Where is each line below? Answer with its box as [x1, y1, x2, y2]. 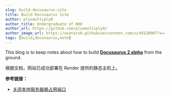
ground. [5, 54, 22, 60]
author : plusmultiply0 [5, 17, 53, 22]
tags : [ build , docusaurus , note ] [5, 36, 71, 41]
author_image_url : [5, 31, 44, 36]
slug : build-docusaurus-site [5, 7, 67, 13]
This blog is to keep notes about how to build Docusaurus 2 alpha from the [5, 49, 162, 55]
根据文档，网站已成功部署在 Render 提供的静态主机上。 [5, 65, 120, 71]
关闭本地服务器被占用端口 [12, 86, 66, 92]
